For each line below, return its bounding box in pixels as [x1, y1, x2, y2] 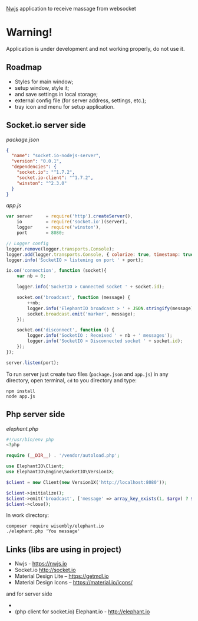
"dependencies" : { [11, 164, 57, 170]
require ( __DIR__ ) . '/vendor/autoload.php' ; [6, 453, 120, 459]
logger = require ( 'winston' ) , [16, 225, 101, 230]
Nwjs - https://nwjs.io [14, 560, 67, 567]
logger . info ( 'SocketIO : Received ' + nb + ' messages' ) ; [27, 333, 173, 339]
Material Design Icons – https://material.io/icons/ [14, 579, 133, 586]
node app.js [6, 393, 35, 399]
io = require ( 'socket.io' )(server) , [16, 219, 128, 225]
